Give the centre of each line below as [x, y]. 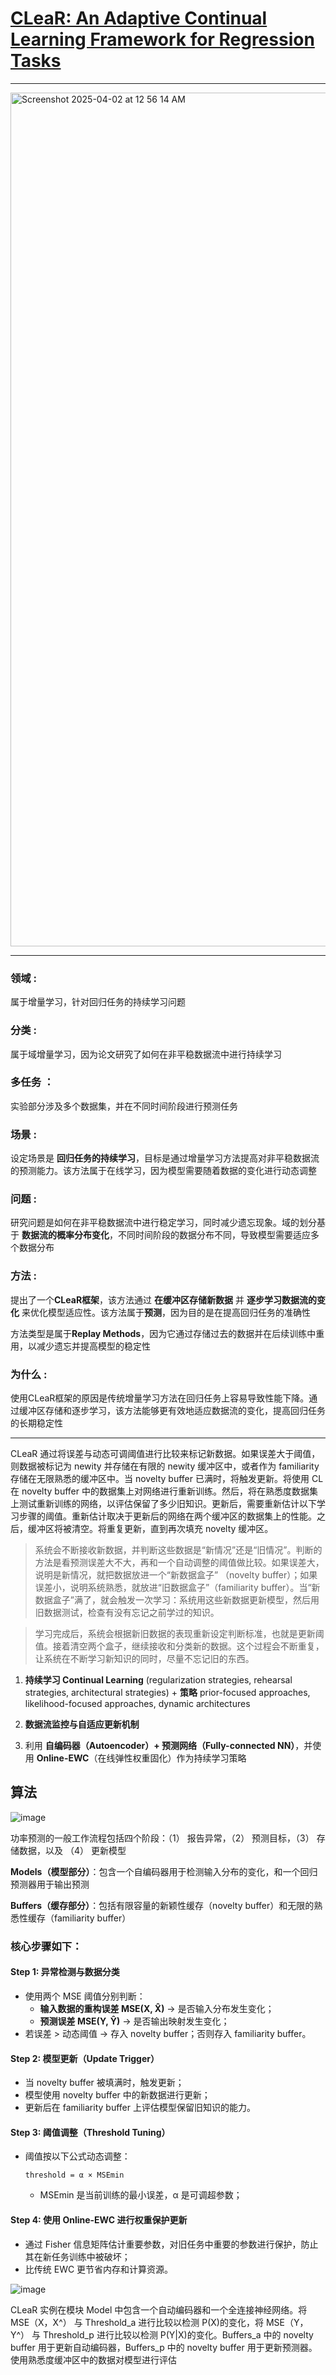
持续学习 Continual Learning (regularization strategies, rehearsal [158, 1680]
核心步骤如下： [46, 1946]
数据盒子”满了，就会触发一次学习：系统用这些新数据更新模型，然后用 [177, 1600]
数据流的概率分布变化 [65, 1235]
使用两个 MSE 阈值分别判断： [85, 1996]
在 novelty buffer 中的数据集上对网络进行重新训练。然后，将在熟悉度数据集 [164, 1491]
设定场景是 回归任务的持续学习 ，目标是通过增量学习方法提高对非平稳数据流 [165, 1158]
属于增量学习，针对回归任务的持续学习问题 [98, 1002]
